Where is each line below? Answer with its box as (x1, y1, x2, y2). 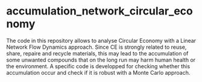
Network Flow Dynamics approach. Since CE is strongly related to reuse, (6, 43, 187, 51)
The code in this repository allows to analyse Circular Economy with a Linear (6, 37, 197, 44)
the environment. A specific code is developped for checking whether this (6, 62, 191, 70)
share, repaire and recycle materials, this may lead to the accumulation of (6, 49, 189, 57)
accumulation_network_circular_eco (6, 4, 193, 18)
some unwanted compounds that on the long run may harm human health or (6, 56, 196, 63)
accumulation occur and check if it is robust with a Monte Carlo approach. (6, 69, 191, 76)
